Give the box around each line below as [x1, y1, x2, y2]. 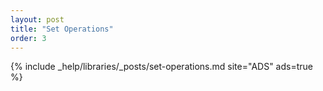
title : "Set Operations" [10, 24, 114, 34]
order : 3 [10, 33, 47, 43]
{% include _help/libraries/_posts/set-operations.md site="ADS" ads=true [10, 61, 313, 73]
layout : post [10, 14, 65, 25]
